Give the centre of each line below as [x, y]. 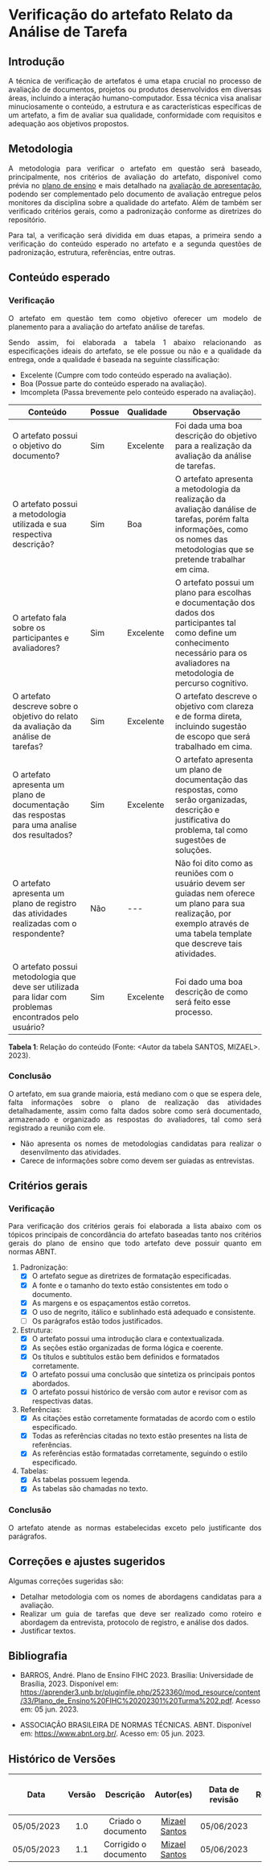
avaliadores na [202, 663]
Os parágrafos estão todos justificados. [97, 1320]
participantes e [41, 637]
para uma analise [45, 825]
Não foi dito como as [214, 863]
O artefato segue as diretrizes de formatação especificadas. [131, 1276]
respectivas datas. [63, 1401]
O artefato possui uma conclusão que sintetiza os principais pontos [143, 1374]
